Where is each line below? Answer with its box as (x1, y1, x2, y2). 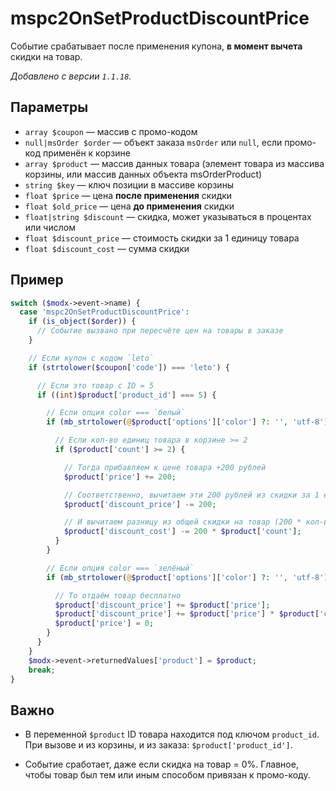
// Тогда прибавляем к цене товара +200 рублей (63, 462, 267, 472)
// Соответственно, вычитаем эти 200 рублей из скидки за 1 (63, 490, 320, 500)
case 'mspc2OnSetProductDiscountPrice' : (19, 307, 190, 317)
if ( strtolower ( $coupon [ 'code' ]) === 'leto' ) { (28, 362, 230, 372)
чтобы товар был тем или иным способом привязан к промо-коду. (24, 769, 311, 781)
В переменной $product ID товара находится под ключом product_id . (24, 728, 320, 741)
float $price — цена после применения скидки (24, 189, 233, 201)
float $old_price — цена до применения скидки (24, 200, 235, 212)
